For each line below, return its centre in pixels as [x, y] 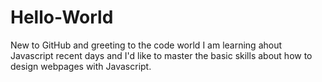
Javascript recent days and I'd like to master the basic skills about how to [161, 55]
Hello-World [62, 17]
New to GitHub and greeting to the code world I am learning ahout [146, 45]
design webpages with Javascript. [81, 66]
